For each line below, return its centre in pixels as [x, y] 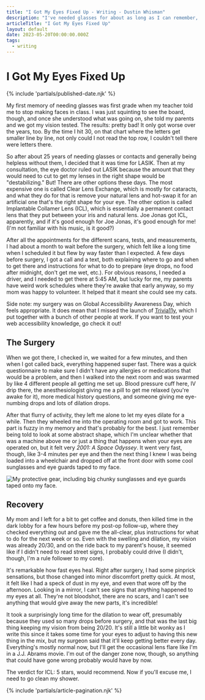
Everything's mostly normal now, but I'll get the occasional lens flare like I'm [102, 647]
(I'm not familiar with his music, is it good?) [60, 228]
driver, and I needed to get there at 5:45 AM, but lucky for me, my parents [99, 279]
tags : [13, 40]
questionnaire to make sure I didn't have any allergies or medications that [99, 370]
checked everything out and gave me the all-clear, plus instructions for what [102, 532]
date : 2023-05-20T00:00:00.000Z [47, 35]
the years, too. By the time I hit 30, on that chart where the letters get [93, 131]
